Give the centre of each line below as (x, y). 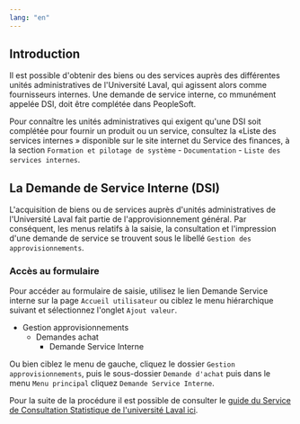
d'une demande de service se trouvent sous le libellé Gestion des (130, 238)
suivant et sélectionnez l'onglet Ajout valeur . (93, 310)
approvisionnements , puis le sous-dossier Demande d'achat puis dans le (140, 373)
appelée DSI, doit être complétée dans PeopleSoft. (103, 104)
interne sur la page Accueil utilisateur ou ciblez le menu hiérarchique (141, 300)
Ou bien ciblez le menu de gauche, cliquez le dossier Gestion (122, 364)
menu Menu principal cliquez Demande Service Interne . (112, 383)
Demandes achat (67, 337)
